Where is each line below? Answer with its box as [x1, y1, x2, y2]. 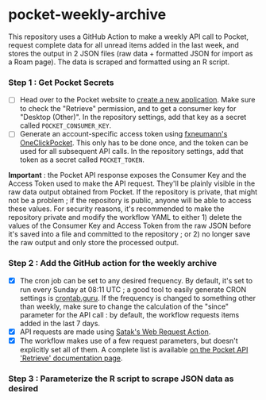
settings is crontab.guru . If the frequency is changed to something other [19, 293, 256, 302]
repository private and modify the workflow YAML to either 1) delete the [8, 213, 242, 222]
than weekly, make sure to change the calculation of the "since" [19, 302, 229, 311]
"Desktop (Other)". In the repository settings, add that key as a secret [19, 113, 247, 122]
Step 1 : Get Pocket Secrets [8, 77, 114, 88]
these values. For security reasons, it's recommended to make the [8, 204, 225, 213]
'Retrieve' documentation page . [19, 353, 123, 363]
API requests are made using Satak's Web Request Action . [19, 327, 211, 337]
